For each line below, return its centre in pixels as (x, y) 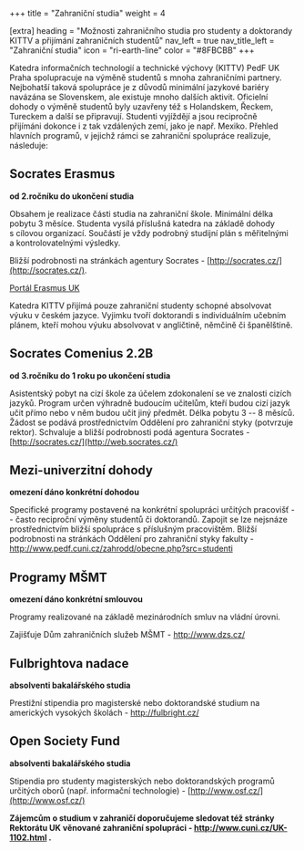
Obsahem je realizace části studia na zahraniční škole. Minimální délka (142, 213)
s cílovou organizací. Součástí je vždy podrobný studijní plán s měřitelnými (149, 233)
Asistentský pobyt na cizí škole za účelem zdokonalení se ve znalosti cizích (151, 393)
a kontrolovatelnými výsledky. (65, 243)
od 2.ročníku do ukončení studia (72, 196)
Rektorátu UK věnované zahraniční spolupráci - (101, 827)
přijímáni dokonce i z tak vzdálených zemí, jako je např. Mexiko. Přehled (144, 126)
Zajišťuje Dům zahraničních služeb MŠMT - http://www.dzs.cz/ (127, 635)
